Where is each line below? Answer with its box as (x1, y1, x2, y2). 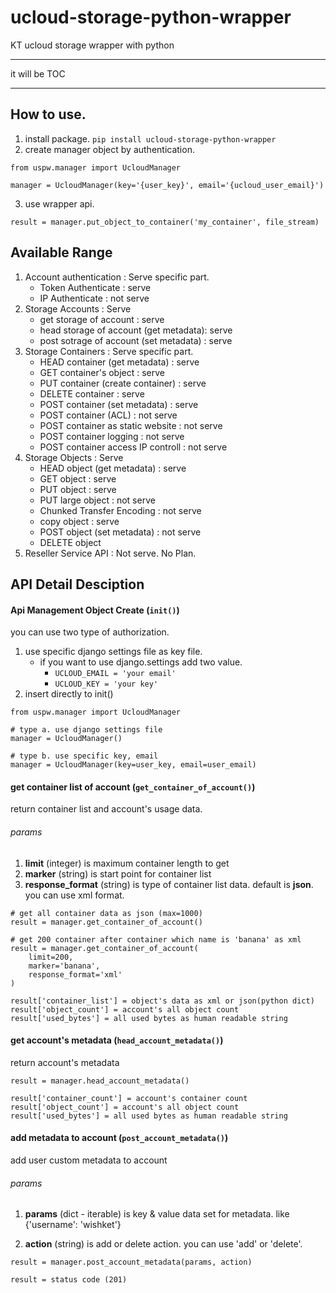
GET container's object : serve (39, 366, 166, 378)
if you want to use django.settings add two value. (39, 656, 243, 668)
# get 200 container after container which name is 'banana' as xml (10, 934, 302, 945)
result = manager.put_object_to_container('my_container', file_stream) (10, 217, 320, 227)
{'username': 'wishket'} (24, 1219, 122, 1231)
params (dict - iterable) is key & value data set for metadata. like (24, 1208, 290, 1220)
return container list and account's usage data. (10, 803, 203, 815)
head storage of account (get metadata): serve (39, 324, 233, 336)
